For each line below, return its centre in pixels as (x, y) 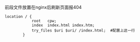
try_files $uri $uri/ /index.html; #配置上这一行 (83, 31)
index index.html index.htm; (63, 25)
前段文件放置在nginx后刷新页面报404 (43, 7)
